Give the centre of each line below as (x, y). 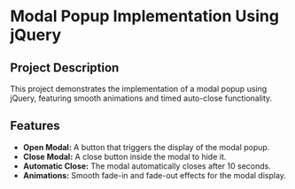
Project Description (65, 68)
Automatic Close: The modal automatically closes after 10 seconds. (147, 166)
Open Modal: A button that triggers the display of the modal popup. (146, 147)
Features (35, 126)
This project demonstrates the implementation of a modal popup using (139, 89)
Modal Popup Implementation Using (145, 16)
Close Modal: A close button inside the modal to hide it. (124, 156)
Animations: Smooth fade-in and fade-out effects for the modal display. (155, 175)
